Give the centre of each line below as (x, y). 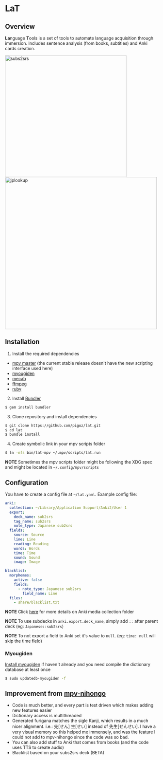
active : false (28, 580)
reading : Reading (31, 544)
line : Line (25, 539)
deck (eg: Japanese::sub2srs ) (34, 627)
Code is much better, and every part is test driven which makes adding (83, 705)
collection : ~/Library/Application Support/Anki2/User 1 (68, 508)
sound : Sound (27, 557)
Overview (20, 27)
